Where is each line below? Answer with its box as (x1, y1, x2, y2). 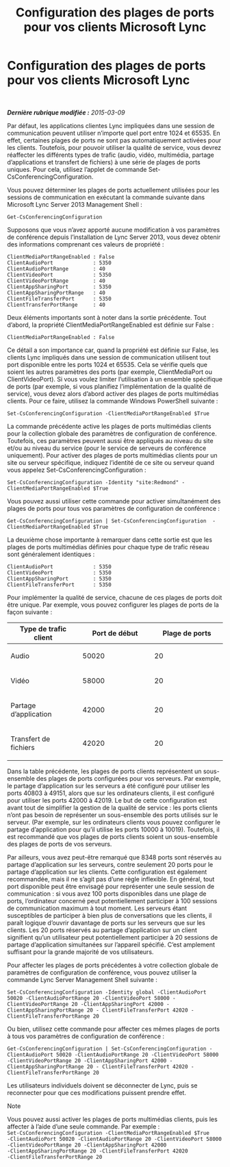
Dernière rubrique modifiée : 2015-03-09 (7, 108, 125, 116)
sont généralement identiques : (7, 550, 95, 558)
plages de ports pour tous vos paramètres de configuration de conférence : (7, 504, 220, 512)
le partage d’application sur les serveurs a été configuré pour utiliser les (7, 781, 210, 790)
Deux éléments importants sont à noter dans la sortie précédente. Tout (7, 313, 207, 321)
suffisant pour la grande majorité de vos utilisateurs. (7, 947, 154, 956)
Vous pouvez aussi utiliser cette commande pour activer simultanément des (7, 497, 221, 505)
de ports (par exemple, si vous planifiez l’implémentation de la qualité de (7, 382, 212, 390)
